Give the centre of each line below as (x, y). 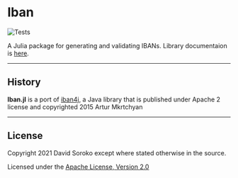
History (24, 82)
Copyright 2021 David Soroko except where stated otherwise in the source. (117, 152)
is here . (18, 53)
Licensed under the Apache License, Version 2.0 (78, 167)
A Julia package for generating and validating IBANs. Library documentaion (118, 45)
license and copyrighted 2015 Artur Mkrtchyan (75, 106)
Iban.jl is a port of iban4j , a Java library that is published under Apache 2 (114, 99)
